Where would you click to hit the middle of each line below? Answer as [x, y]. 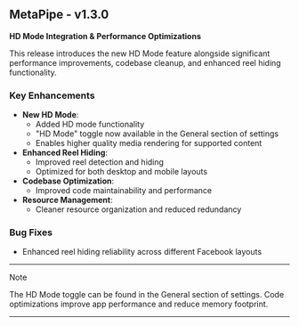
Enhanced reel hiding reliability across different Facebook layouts [142, 252]
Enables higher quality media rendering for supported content [149, 143]
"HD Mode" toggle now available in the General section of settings [157, 134]
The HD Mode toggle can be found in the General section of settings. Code [147, 295]
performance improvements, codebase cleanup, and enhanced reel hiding [145, 62]
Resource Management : [67, 200]
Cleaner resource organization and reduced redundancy [138, 209]
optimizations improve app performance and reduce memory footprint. [139, 304]
